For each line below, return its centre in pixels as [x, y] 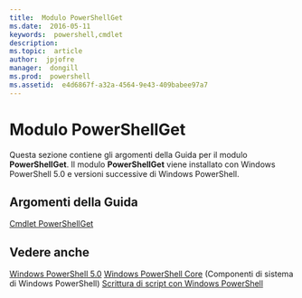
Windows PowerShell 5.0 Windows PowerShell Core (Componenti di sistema [151, 274]
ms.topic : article [46, 51]
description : [34, 43]
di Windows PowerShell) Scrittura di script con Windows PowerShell [137, 284]
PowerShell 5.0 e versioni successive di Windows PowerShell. [124, 173]
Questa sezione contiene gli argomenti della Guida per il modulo [128, 154]
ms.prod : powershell [50, 77]
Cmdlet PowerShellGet [52, 224]
